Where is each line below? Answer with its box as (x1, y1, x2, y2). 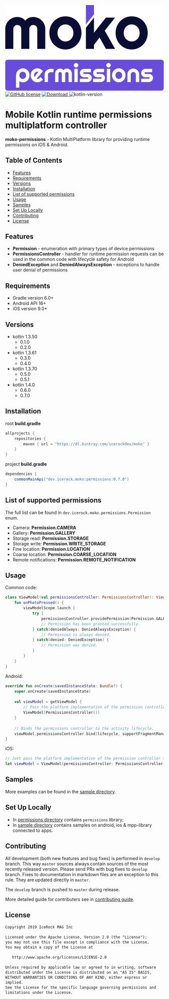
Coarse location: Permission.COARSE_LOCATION (12, 551, 117, 557)
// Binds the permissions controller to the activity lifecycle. (14, 726, 154, 731)
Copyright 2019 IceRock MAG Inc (5, 924, 73, 930)
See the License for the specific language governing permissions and (5, 985, 156, 990)
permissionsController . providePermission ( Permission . (41, 616, 156, 621)
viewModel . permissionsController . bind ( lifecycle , (14, 731, 121, 736)
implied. (5, 980, 24, 985)
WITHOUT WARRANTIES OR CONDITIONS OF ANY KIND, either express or (5, 975, 147, 980)
